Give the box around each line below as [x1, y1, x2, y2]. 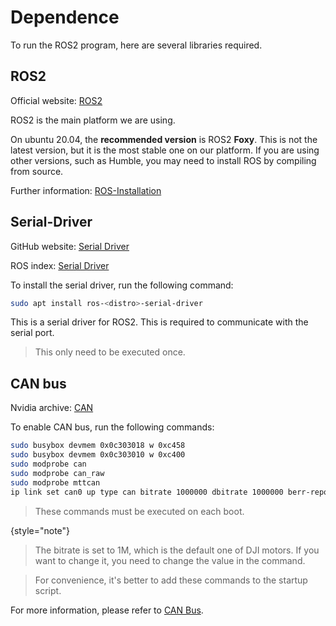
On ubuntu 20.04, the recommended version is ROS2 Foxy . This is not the [10, 133, 318, 145]
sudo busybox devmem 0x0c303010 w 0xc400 [10, 450, 186, 460]
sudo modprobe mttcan [10, 477, 101, 488]
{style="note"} [10, 524, 71, 536]
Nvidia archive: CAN [10, 402, 94, 414]
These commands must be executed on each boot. [34, 505, 245, 517]
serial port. [10, 327, 55, 339]
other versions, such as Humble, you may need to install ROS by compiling [10, 154, 317, 166]
